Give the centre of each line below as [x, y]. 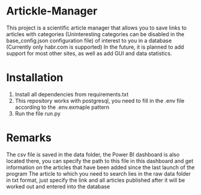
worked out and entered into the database [58, 186]
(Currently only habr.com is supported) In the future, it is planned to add [95, 47]
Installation [35, 78]
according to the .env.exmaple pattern [62, 107]
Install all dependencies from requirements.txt [72, 94]
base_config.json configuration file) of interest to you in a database [89, 40]
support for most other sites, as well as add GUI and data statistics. [89, 53]
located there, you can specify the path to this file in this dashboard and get [100, 161]
